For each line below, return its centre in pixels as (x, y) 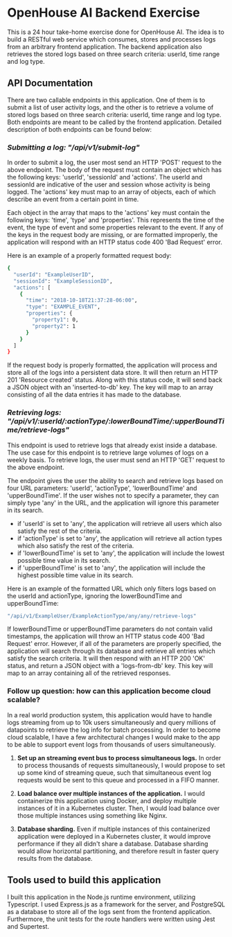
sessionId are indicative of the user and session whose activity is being (109, 184)
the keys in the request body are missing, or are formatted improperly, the (113, 235)
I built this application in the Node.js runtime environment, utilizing (101, 897)
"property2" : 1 (54, 326)
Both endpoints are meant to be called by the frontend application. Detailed (114, 122)
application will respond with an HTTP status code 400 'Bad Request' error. (115, 242)
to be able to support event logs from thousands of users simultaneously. (111, 744)
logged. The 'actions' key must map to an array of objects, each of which (111, 192)
